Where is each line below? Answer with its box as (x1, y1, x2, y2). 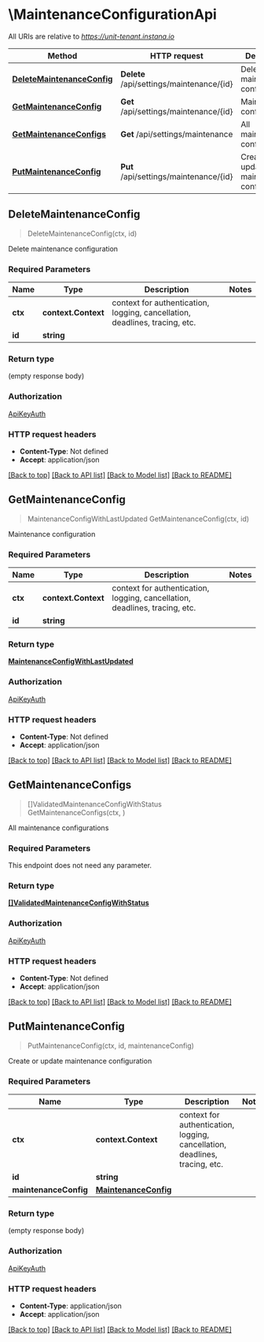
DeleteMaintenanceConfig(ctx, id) (27, 229, 137, 238)
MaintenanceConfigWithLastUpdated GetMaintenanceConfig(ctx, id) (27, 514, 250, 524)
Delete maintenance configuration (8, 244, 119, 253)
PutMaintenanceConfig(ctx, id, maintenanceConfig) (27, 1041, 195, 1050)
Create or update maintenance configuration (8, 1056, 152, 1065)
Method (47, 50, 78, 61)
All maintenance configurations (8, 822, 109, 833)
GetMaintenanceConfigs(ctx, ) (27, 807, 126, 817)
